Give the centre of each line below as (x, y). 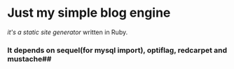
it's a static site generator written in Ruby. (68, 32)
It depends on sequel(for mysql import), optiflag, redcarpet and (117, 50)
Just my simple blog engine (89, 13)
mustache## (29, 59)
